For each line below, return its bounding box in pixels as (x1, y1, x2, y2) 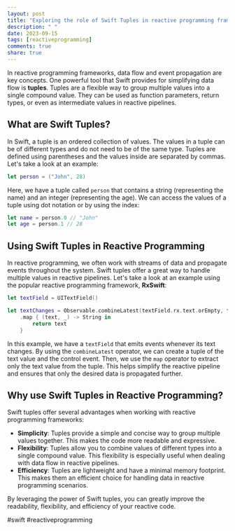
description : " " (7, 23, 58, 30)
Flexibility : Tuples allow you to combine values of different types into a (17, 444, 222, 453)
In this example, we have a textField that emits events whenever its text (7, 339, 215, 347)
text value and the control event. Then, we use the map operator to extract (7, 354, 219, 363)
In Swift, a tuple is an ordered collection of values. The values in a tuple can (7, 137, 225, 146)
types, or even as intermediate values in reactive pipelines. (7, 98, 177, 106)
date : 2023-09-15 (7, 29, 58, 37)
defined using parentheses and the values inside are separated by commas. (7, 152, 226, 160)
